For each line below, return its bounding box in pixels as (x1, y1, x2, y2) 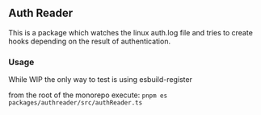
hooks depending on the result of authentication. (8, 36, 171, 46)
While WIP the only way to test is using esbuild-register (8, 75, 192, 84)
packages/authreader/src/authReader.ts (8, 99, 143, 107)
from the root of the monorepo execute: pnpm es (8, 90, 168, 100)
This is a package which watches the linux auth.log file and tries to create (8, 27, 253, 37)
